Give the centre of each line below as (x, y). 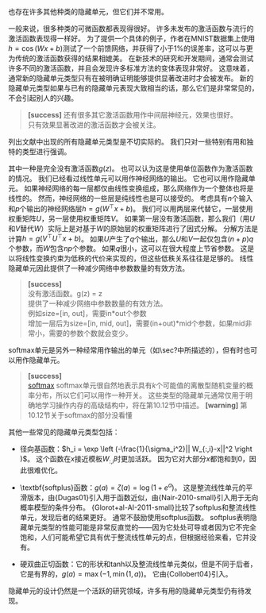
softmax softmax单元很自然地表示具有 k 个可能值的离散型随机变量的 (137, 386)
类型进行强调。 (46, 152)
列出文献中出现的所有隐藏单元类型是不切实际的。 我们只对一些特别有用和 (127, 142)
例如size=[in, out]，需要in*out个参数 (87, 314)
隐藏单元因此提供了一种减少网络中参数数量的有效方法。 (98, 268)
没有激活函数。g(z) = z (65, 294)
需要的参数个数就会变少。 (91, 333)
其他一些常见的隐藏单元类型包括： (64, 432)
